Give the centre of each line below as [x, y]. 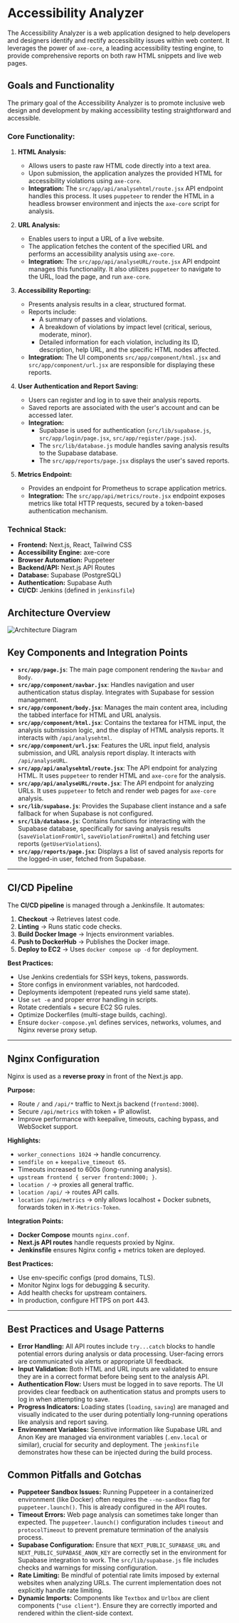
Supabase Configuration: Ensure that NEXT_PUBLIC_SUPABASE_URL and [119, 1545]
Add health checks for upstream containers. [82, 1292]
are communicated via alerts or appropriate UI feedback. [101, 1361]
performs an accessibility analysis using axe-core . [102, 254]
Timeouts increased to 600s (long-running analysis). [95, 1169]
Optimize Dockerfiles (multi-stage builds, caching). [92, 1014]
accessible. [24, 118]
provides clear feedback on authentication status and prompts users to [122, 1392]
